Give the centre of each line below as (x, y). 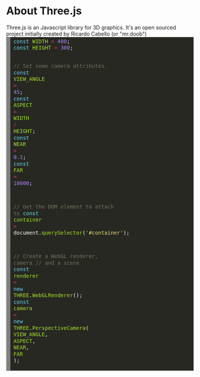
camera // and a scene (46, 263)
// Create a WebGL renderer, (56, 256)
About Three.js (44, 11)
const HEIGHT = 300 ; (43, 48)
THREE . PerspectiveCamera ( (51, 328)
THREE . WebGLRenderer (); (48, 295)
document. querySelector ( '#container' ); (71, 233)
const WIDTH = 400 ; (42, 41)
